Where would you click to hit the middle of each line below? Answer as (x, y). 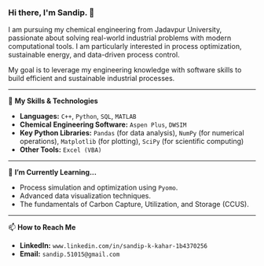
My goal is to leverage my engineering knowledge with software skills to (125, 70)
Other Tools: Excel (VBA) (60, 150)
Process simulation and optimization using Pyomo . (99, 187)
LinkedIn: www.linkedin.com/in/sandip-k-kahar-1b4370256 (114, 246)
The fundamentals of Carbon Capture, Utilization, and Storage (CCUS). (134, 205)
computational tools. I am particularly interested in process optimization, (125, 46)
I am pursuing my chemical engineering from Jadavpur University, (115, 30)
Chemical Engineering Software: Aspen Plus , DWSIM (103, 124)
